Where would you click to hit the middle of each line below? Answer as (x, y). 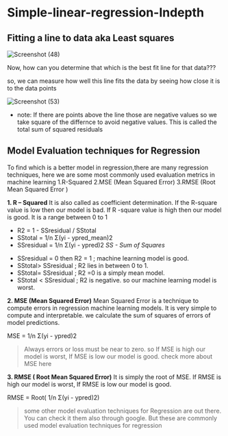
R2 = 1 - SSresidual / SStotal (57, 230)
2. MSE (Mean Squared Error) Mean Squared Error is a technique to (103, 300)
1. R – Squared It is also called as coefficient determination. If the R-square (112, 202)
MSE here (38, 363)
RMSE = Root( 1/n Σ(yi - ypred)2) (53, 397)
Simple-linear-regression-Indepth (105, 13)
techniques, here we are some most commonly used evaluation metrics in (111, 174)
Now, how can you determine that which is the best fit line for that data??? (112, 68)
